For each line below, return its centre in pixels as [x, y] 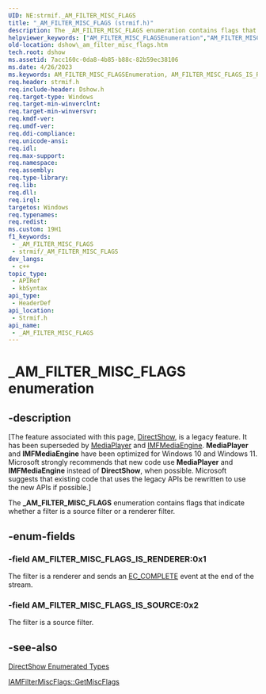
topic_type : [28, 274]
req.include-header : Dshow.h [56, 89]
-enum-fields [42, 536]
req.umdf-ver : [32, 126]
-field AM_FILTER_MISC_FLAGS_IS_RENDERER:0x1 [108, 558]
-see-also [33, 647]
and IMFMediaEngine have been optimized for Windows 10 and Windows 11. [133, 454]
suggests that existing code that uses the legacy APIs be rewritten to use [127, 479]
